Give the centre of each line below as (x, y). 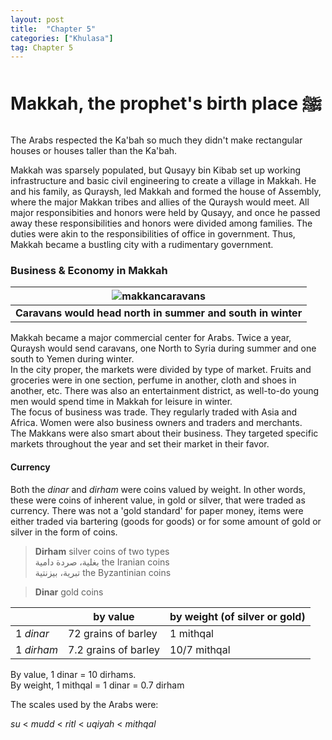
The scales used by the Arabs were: (84, 704)
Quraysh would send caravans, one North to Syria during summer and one (163, 348)
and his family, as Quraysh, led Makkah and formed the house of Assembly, (166, 192)
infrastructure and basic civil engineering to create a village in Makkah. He (163, 181)
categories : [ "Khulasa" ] (62, 38)
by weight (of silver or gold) (237, 616)
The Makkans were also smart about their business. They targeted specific (164, 433)
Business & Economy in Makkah (89, 271)
